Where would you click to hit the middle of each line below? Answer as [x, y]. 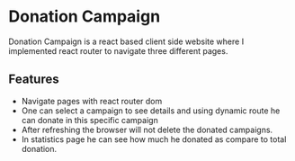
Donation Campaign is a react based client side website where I [126, 41]
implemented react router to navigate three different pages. [118, 50]
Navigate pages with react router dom [92, 101]
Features [34, 80]
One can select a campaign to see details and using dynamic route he [151, 111]
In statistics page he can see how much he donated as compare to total [154, 139]
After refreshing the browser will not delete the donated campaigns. [147, 130]
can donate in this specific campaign [89, 120]
